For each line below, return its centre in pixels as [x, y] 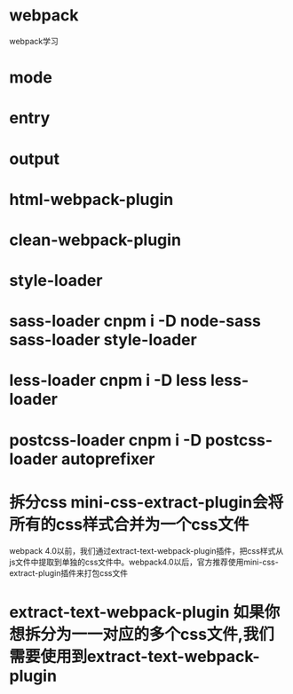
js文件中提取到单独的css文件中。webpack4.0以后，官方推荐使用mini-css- [144, 562]
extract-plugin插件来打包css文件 [69, 572]
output [35, 158]
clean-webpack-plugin [95, 240]
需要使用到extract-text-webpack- [135, 656]
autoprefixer [108, 459]
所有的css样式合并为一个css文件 [129, 524]
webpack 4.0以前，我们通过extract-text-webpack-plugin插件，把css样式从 [146, 550]
